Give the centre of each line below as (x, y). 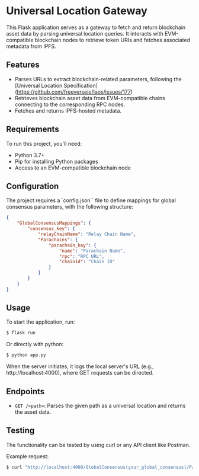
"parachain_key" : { (72, 245)
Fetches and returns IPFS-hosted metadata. (68, 110)
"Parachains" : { (58, 239)
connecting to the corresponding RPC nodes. (70, 104)
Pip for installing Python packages (57, 161)
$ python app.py (26, 355)
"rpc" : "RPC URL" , (82, 256)
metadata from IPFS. (31, 46)
